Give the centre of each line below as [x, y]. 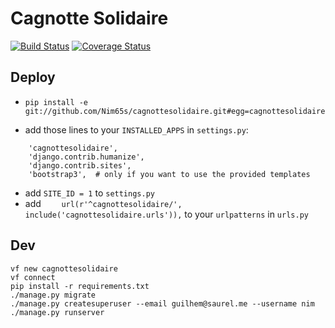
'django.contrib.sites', [80, 165]
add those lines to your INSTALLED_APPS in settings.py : [136, 129]
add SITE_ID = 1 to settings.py [89, 193]
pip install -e [56, 102]
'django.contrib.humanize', [86, 157]
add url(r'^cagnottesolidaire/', [103, 203]
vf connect [33, 277]
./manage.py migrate [53, 295]
